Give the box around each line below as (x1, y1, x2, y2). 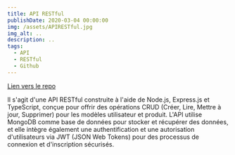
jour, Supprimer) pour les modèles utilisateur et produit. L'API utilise (7, 110, 203, 119)
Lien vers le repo (7, 81, 56, 90)
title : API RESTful (7, 10, 65, 18)
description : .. (7, 36, 55, 43)
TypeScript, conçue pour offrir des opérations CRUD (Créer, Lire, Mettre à (7, 102, 222, 111)
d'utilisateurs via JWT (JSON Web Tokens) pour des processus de (7, 133, 199, 141)
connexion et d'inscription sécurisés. (7, 140, 115, 148)
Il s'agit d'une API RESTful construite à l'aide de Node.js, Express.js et (7, 95, 210, 104)
